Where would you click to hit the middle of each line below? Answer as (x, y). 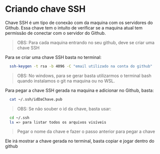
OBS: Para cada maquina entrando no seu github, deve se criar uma (86, 42)
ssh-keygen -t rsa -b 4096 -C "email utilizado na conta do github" (81, 66)
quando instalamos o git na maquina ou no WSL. (66, 81)
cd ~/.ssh (19, 118)
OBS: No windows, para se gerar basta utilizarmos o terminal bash (84, 76)
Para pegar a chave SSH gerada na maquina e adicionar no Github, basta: (80, 90)
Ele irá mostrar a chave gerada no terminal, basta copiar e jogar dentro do (80, 141)
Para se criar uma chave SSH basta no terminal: (53, 57)
